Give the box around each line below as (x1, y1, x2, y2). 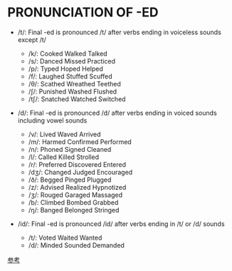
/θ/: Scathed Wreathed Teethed (28, 79, 121, 88)
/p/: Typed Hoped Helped (28, 64, 103, 73)
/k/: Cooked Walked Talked (28, 49, 108, 58)
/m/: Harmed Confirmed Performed (28, 137, 132, 146)
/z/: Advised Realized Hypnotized (28, 183, 127, 191)
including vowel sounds (17, 116, 88, 125)
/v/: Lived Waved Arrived (28, 130, 101, 138)
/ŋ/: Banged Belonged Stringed (28, 205, 120, 214)
